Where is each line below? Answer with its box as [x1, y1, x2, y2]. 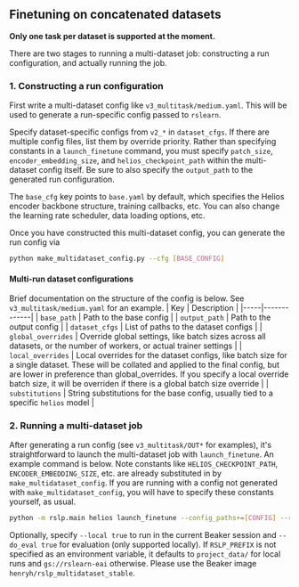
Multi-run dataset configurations [9, 273, 133, 284]
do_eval [9, 541, 38, 550]
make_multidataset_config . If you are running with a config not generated [9, 477, 279, 488]
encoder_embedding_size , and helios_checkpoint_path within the [9, 155, 243, 166]
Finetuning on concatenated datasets [9, 7, 222, 22]
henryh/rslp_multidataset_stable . [9, 567, 135, 578]
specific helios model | [9, 397, 95, 408]
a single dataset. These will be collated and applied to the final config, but [9, 360, 280, 371]
